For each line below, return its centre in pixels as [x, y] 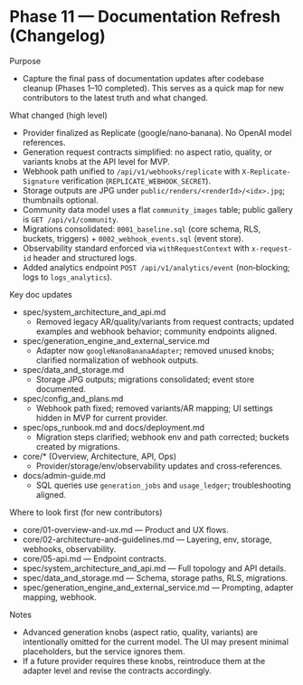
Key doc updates [41, 294]
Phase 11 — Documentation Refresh [145, 17]
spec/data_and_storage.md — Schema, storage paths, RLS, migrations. [155, 577]
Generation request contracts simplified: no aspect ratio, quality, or [147, 152]
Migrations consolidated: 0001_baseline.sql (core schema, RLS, [142, 229]
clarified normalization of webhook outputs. [117, 360]
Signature [41, 181]
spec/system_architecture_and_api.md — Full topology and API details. [154, 568]
